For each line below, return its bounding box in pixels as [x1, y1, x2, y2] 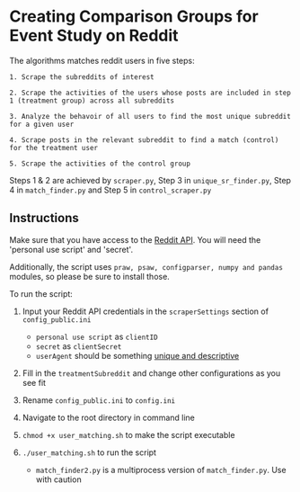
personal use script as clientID [35, 331, 159, 342]
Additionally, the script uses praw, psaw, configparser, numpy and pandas [9, 261, 283, 272]
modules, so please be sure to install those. [9, 271, 171, 282]
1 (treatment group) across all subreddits [9, 96, 175, 105]
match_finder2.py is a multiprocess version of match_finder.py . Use [35, 464, 287, 475]
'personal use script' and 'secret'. [9, 244, 133, 255]
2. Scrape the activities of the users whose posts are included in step [9, 88, 292, 97]
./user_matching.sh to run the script [22, 447, 157, 458]
